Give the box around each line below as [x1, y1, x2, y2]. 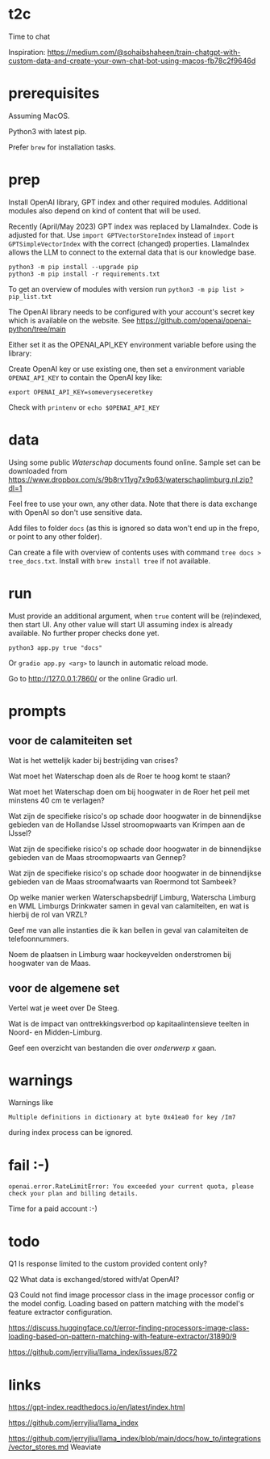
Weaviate [69, 1442, 102, 1452]
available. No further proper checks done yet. [8, 628, 160, 638]
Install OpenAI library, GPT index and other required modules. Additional [8, 197, 247, 207]
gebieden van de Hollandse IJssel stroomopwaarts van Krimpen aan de [8, 820, 246, 829]
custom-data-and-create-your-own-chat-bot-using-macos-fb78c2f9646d [8, 56, 256, 65]
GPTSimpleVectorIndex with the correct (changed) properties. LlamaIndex [8, 238, 250, 248]
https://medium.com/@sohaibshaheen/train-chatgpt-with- [47, 47, 241, 57]
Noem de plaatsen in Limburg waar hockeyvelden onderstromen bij [8, 949, 231, 959]
